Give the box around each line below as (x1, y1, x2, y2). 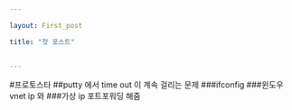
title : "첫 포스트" (9, 37, 75, 46)
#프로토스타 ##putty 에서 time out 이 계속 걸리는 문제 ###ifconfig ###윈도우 (9, 78, 284, 90)
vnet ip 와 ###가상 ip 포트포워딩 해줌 (9, 90, 141, 101)
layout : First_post (9, 21, 83, 30)
